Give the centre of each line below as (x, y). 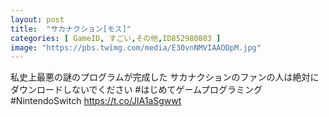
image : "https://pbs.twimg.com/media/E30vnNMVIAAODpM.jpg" (136, 47)
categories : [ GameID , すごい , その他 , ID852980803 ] (116, 38)
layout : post (37, 19)
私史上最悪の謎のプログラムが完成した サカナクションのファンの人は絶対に (165, 77)
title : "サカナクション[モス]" (71, 29)
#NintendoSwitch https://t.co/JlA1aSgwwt (96, 101)
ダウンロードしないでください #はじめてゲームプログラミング (136, 90)
